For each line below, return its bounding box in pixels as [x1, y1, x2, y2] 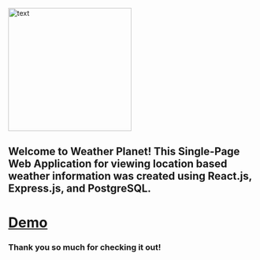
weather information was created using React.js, [8, 169, 252, 183]
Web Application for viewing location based [8, 158, 228, 171]
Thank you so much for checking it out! [8, 241, 162, 252]
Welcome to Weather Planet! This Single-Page [8, 145, 240, 158]
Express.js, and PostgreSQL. [8, 182, 151, 195]
